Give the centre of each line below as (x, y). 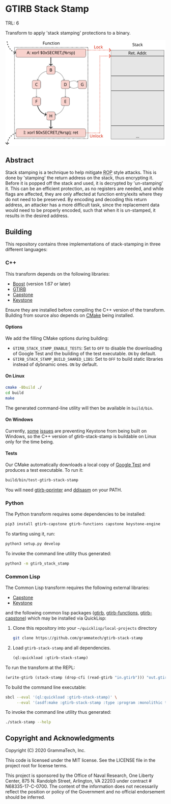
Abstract (20, 160)
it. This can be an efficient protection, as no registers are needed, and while (84, 189)
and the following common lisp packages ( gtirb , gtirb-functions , (72, 613)
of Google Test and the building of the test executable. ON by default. (84, 353)
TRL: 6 (12, 23)
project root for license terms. (36, 766)
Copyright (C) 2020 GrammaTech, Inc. (45, 751)
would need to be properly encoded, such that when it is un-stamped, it (81, 210)
